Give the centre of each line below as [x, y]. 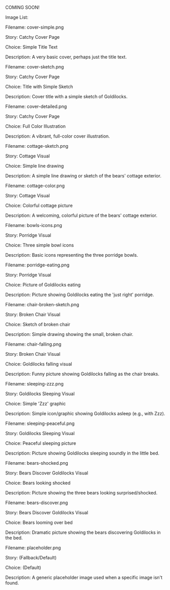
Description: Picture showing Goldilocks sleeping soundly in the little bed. [82, 453]
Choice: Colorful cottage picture [39, 206]
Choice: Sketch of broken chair [38, 324]
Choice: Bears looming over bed [39, 523]
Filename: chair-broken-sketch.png [42, 304]
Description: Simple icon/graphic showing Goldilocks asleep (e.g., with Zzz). [85, 413]
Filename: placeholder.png [33, 548]
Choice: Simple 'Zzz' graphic [36, 404]
